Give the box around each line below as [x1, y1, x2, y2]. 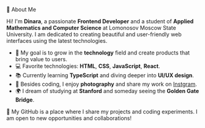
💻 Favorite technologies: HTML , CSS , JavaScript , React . [15, 62, 160, 70]
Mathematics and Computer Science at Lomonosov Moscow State [6, 24, 176, 31]
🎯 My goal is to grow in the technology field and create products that [15, 49, 190, 56]
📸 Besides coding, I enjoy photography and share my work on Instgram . [15, 80, 197, 88]
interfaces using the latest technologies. [6, 37, 108, 44]
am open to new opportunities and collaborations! [6, 115, 132, 122]
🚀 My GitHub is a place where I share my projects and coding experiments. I [6, 108, 198, 115]
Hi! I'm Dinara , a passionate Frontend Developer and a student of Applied [6, 18, 194, 24]
